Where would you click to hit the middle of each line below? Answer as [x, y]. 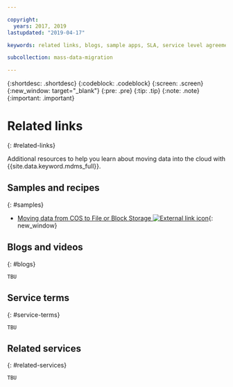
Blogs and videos [45, 247]
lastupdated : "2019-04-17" [46, 33]
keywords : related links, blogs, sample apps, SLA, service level [105, 45]
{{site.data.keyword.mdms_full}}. [54, 166]
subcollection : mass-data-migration [60, 58]
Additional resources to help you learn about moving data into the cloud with [116, 159]
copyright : [23, 19]
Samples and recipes [53, 188]
